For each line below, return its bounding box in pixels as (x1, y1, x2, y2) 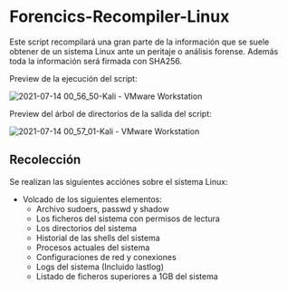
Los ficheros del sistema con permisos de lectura (35, 213, 220, 224)
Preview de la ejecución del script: (9, 73, 138, 83)
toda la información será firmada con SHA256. (9, 55, 183, 66)
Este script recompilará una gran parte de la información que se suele (9, 36, 270, 47)
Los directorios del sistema (35, 222, 138, 233)
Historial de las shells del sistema (35, 232, 160, 243)
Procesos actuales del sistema (35, 242, 150, 253)
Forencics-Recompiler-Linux (9, 6, 230, 27)
